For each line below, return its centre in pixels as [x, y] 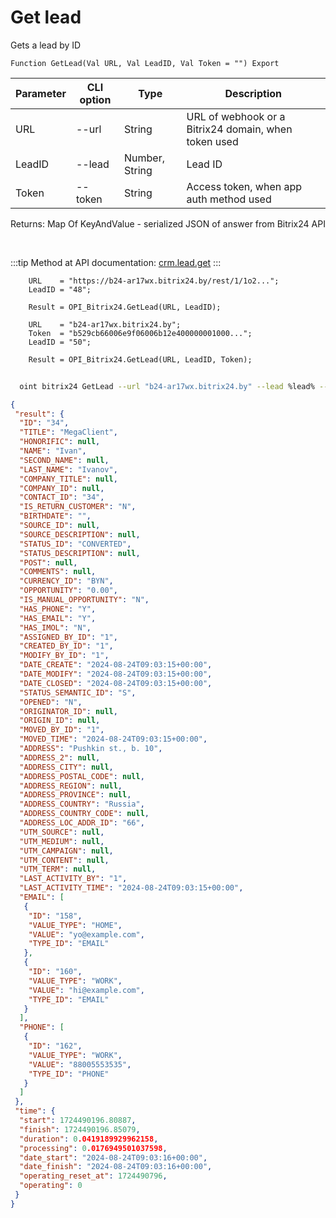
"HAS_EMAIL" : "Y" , [58, 618]
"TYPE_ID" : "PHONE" [69, 1074]
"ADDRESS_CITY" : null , [66, 767]
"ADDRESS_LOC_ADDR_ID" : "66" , [82, 823]
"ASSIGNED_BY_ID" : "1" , [68, 637]
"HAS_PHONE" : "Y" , [58, 609]
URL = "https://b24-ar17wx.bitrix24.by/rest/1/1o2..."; [154, 281]
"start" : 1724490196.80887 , [78, 1121]
